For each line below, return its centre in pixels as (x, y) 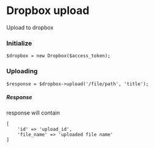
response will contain (33, 113)
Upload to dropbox (30, 27)
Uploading (22, 71)
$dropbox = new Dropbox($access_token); (59, 56)
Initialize (19, 43)
